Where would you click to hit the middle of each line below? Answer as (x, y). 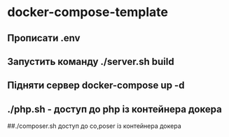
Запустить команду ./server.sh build (91, 61)
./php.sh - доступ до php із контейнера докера (114, 109)
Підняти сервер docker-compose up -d (96, 86)
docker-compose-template (88, 12)
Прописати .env (44, 38)
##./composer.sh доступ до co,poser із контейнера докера (95, 126)
